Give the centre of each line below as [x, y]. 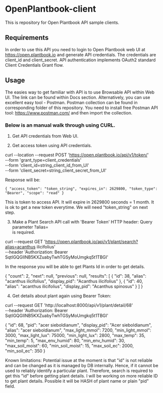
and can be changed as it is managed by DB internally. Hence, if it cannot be [82, 365]
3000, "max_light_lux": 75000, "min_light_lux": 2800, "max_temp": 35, [75, 335]
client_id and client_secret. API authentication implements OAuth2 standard [80, 60]
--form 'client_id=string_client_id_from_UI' [47, 165]
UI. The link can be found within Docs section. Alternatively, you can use [78, 97]
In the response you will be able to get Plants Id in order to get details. [75, 266]
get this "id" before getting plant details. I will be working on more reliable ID [81, 375]
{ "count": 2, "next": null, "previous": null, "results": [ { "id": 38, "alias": [76, 276]
